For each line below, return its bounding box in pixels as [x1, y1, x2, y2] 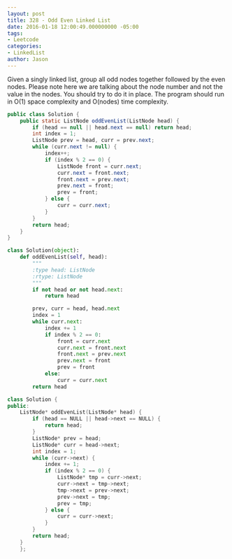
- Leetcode [7, 36, 39, 43]
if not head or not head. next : [32, 286, 124, 293]
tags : [7, 29, 23, 37]
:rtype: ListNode [32, 273, 82, 280]
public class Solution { [7, 111, 80, 118]
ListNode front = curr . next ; [57, 162, 142, 170]
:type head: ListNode [32, 267, 96, 274]
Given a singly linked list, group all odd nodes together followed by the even [7, 75, 226, 83]
